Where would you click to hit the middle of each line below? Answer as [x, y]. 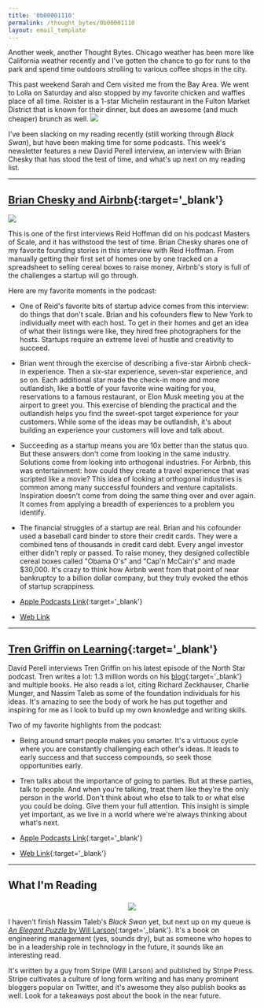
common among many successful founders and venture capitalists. [128, 487]
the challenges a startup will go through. [73, 276]
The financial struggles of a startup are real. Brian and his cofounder [130, 528]
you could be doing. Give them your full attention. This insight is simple [134, 806]
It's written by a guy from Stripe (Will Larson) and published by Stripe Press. [131, 970]
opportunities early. [51, 766]
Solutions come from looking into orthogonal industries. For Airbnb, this [135, 463]
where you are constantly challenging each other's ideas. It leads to [129, 749]
